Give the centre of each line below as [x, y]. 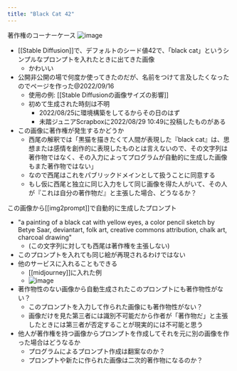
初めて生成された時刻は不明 [69, 103]
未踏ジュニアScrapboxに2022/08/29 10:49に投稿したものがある [132, 121]
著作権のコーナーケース [42, 35]
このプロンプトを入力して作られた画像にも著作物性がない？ [115, 306]
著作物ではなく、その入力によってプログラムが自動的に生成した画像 [128, 157]
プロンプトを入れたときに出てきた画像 [99, 59]
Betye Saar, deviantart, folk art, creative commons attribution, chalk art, [122, 229]
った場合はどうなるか [49, 342]
